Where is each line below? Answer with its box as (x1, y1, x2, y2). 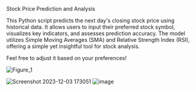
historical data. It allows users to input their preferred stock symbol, (6, 24, 175, 30)
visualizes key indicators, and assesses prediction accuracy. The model (6, 30, 186, 37)
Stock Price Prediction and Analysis (6, 5, 95, 12)
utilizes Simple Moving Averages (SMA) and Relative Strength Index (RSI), (6, 36, 190, 43)
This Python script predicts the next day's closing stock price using (6, 17, 175, 24)
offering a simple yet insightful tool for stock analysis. (6, 42, 140, 50)
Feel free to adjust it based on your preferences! (6, 55, 127, 61)
